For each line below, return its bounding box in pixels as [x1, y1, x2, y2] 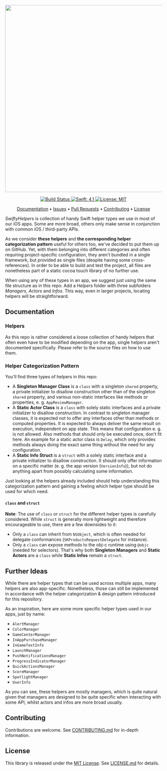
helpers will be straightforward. [5, 293, 69, 299]
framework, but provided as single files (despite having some [5, 257, 131, 263]
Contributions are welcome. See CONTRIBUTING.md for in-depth [5, 727, 139, 733]
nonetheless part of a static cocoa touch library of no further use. [5, 267, 140, 273]
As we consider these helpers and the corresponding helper [5, 236, 131, 242]
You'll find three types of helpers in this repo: [5, 373, 98, 379]
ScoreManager [12, 669, 40, 674]
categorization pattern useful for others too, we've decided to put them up [5, 241, 160, 247]
